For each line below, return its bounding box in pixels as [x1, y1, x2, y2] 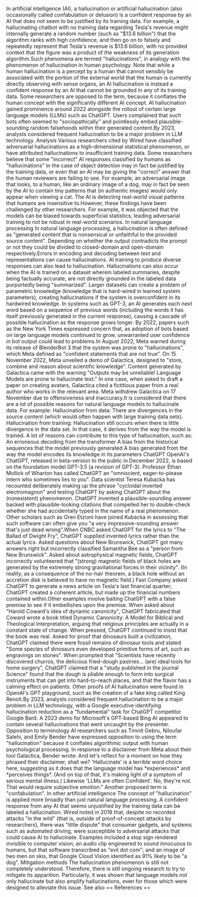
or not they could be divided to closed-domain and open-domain [6, 243, 164, 251]
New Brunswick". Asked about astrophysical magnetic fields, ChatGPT [6, 551, 178, 558]
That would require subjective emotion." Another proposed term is [6, 784, 167, 791]
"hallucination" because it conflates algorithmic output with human [6, 740, 168, 746]
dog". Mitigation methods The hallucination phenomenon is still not [6, 859, 169, 866]
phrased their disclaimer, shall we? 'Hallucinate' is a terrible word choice [6, 759, 182, 765]
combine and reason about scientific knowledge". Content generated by [6, 363, 181, 370]
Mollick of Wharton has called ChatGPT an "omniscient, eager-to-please [6, 470, 183, 476]
